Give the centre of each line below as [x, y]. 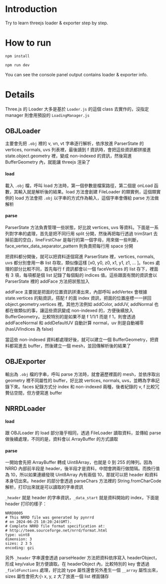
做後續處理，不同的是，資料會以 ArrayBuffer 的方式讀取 [62, 439]
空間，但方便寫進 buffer [38, 393]
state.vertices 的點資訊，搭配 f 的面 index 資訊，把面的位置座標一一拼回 [78, 298]
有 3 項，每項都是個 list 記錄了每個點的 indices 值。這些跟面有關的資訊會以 [81, 275]
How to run [28, 43]
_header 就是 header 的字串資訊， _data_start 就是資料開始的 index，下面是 [82, 498]
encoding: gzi [20, 548]
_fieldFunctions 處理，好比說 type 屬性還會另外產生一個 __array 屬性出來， [83, 570]
